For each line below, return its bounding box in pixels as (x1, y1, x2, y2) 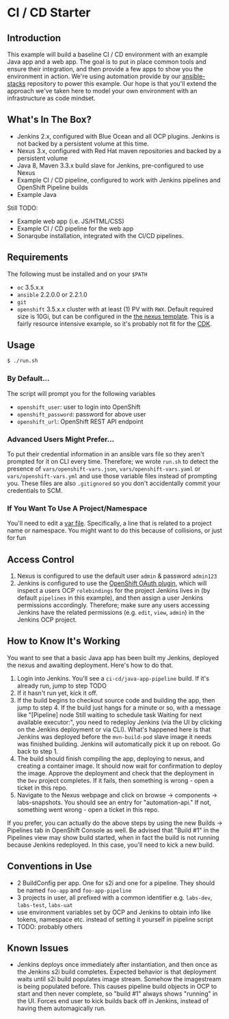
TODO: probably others (16, 922, 83, 930)
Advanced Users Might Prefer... (7, 434, 115, 444)
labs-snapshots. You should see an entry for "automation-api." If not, (16, 798, 212, 806)
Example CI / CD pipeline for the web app (16, 224, 134, 233)
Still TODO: (7, 204, 38, 212)
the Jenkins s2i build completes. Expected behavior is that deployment (16, 968, 217, 976)
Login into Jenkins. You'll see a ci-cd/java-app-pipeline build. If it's (16, 674, 210, 682)
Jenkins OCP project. (16, 616, 77, 624)
